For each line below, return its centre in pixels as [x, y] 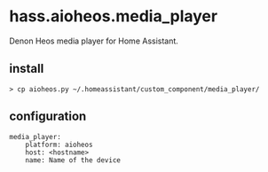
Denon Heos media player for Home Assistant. [94, 41]
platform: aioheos [59, 145]
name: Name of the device [73, 160]
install [27, 69]
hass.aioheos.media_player [114, 16]
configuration [48, 117]
